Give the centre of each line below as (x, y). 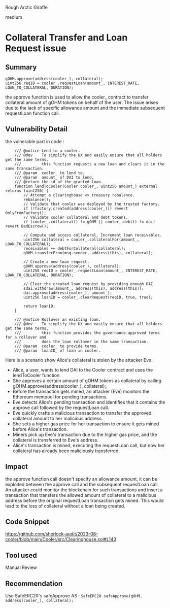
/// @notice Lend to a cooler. (47, 151)
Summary (21, 67)
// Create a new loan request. (57, 262)
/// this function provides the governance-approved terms (87, 333)
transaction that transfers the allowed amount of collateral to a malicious (81, 495)
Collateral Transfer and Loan (66, 38)
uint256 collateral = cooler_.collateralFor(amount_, (81, 240)
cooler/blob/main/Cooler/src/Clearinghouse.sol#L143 (61, 539)
